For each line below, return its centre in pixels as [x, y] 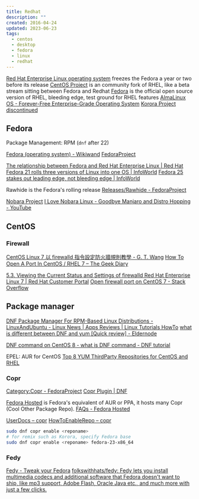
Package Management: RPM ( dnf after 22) [58, 143]
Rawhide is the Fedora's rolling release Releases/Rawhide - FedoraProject [96, 190]
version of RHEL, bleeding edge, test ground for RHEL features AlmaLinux [96, 97]
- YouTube [19, 208]
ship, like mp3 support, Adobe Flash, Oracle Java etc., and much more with [98, 483]
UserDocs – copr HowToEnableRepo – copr [59, 421]
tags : [13, 34]
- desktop [23, 45]
